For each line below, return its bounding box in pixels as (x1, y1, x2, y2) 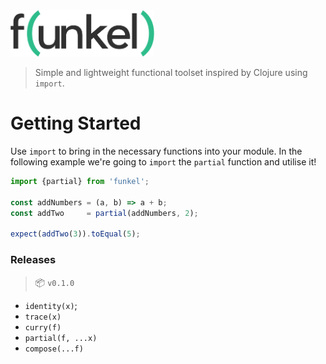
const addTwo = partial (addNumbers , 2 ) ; (10, 208, 199, 218)
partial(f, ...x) (24, 333, 98, 343)
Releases (10, 253, 57, 267)
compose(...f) (24, 344, 84, 354)
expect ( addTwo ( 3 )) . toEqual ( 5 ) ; (10, 229, 141, 239)
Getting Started (10, 112, 142, 135)
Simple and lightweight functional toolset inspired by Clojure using (34, 67, 308, 79)
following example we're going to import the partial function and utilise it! (10, 155, 317, 168)
